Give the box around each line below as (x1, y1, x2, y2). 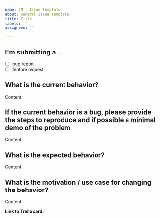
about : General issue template (5, 12, 69, 17)
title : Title (5, 16, 32, 21)
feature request (12, 67, 44, 72)
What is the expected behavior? (5, 151, 105, 160)
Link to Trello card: (5, 208, 44, 214)
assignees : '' (5, 26, 34, 30)
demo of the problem (5, 124, 71, 132)
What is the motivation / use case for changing (5, 178, 152, 187)
